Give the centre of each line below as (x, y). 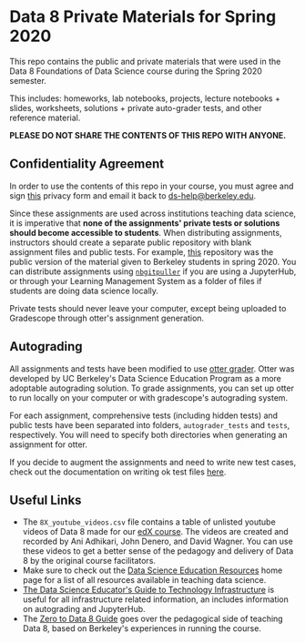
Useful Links (46, 500)
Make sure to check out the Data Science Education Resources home (152, 570)
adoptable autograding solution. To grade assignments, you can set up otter (152, 388)
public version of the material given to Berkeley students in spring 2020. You (153, 261)
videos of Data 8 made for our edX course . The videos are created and (155, 532)
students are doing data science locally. (84, 291)
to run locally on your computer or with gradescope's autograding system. (149, 397)
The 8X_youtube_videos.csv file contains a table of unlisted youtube (149, 522)
